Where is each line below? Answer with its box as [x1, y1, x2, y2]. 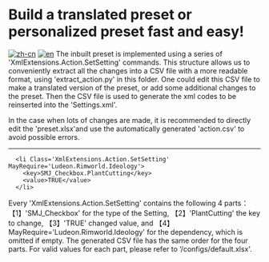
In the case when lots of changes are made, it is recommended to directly [8, 115, 251, 125]
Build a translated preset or [8, 6, 192, 24]
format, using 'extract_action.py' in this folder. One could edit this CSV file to [8, 74, 260, 84]
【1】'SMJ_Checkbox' [8, 208, 81, 217]
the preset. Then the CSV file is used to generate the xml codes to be [8, 91, 237, 101]
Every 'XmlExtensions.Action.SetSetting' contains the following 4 [8, 198, 223, 208]
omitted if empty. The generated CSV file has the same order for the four [8, 236, 248, 245]
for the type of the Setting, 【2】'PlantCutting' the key [82, 208, 261, 217]
